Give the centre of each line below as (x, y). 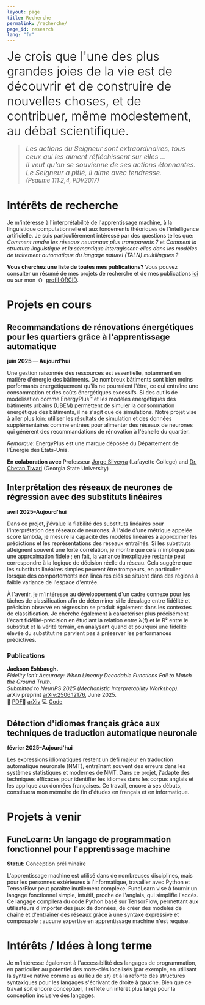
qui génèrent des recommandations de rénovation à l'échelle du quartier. (98, 432)
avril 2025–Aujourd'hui (37, 511)
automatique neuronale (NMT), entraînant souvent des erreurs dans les (96, 766)
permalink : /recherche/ (37, 23)
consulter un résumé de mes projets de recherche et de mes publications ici (103, 274)
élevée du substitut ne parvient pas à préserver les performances (89, 633)
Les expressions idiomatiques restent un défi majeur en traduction (90, 759)
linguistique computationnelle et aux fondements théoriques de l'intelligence (103, 229)
